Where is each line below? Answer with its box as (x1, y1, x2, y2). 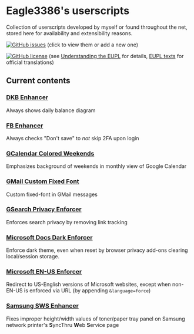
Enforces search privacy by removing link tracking (6, 218, 128, 225)
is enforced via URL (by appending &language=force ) (24, 287, 151, 294)
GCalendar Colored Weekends (6, 149, 95, 157)
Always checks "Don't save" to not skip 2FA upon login (6, 134, 139, 141)
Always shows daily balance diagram (6, 107, 96, 114)
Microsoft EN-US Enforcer (6, 268, 82, 276)
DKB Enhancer (6, 93, 49, 102)
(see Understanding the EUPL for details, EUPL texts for (49, 52, 184, 59)
